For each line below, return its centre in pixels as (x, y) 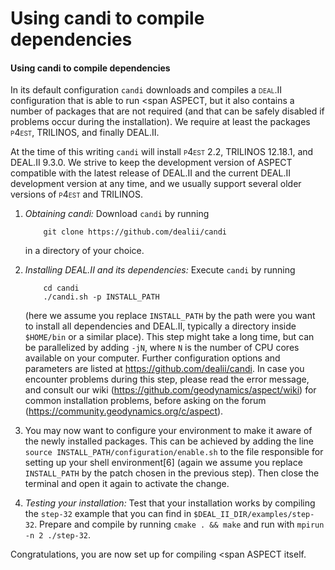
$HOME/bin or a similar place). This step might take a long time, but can (169, 337)
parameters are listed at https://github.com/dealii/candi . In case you (164, 369)
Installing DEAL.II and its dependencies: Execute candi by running (160, 270)
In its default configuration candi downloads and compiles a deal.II (146, 90)
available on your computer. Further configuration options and (152, 358)
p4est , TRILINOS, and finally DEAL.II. (85, 133)
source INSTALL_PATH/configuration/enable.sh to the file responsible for (174, 452)
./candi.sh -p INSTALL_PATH (101, 297)
